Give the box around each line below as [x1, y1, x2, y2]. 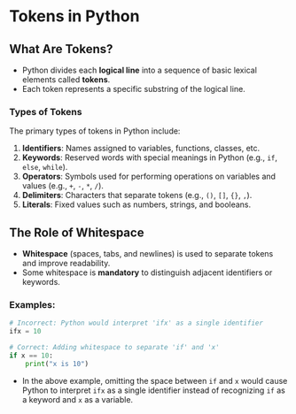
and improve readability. [21, 258, 111, 269]
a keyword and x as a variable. [21, 394, 134, 404]
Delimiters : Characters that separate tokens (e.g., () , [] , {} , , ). [21, 190, 253, 201]
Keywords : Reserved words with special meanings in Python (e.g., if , [21, 152, 277, 163]
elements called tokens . [21, 74, 111, 85]
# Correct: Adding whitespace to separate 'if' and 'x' [9, 343, 220, 352]
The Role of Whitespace [9, 225, 144, 240]
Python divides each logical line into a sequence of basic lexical [21, 65, 257, 75]
